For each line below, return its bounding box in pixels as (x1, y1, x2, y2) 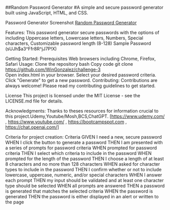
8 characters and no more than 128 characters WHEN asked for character (5, 161, 160, 167)
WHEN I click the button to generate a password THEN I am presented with (5, 140, 163, 145)
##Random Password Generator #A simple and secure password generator (5, 5, 164, 10)
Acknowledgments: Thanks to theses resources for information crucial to (5, 108, 159, 114)
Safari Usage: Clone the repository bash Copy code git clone (5, 61, 133, 67)
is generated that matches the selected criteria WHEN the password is (5, 188, 153, 194)
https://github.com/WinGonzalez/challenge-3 (5, 66, 101, 72)
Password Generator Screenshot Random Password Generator (5, 20, 137, 25)
